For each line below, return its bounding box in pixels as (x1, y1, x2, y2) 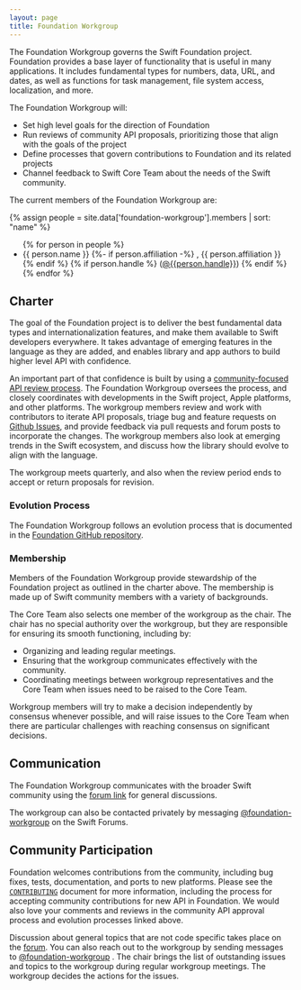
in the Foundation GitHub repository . (9, 529, 144, 540)
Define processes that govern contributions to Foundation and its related (22, 148, 292, 159)
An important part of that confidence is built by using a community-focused (9, 373, 289, 384)
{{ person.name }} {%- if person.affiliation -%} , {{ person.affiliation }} (22, 249, 281, 259)
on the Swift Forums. (51, 816, 128, 827)
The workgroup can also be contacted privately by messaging (9, 807, 239, 818)
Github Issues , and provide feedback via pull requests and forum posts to (9, 421, 281, 432)
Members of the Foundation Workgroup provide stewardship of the (9, 572, 258, 583)
